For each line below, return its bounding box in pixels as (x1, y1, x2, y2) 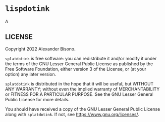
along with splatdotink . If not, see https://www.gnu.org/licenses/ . (5, 111, 140, 117)
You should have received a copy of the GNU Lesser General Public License (5, 106, 160, 112)
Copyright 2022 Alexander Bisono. (5, 46, 76, 52)
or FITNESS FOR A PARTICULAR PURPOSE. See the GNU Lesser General (5, 91, 154, 97)
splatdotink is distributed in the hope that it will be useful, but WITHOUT (5, 81, 154, 86)
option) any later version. (5, 71, 56, 77)
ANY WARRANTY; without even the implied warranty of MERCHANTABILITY (5, 86, 160, 92)
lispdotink (5, 4, 50, 13)
